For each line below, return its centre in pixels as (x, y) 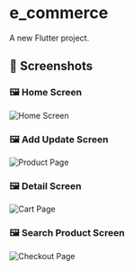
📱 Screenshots (51, 66)
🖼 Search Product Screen (67, 233)
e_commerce (59, 13)
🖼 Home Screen (46, 93)
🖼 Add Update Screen (59, 139)
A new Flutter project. (49, 38)
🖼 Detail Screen (45, 185)
